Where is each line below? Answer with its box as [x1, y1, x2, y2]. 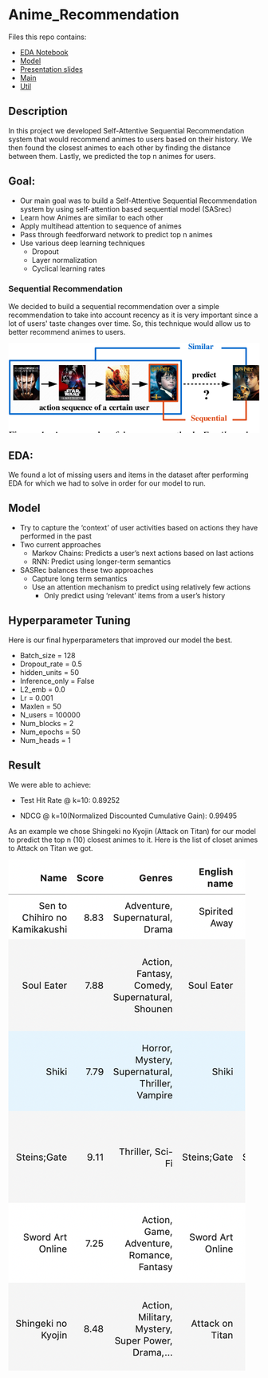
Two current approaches [19, 539, 101, 549]
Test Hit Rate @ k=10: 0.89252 [19, 795, 120, 804]
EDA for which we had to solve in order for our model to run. [8, 479, 206, 488]
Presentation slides [19, 64, 84, 73]
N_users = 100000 [19, 709, 81, 720]
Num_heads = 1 [19, 735, 71, 745]
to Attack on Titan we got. [8, 843, 93, 852]
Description [8, 105, 68, 118]
